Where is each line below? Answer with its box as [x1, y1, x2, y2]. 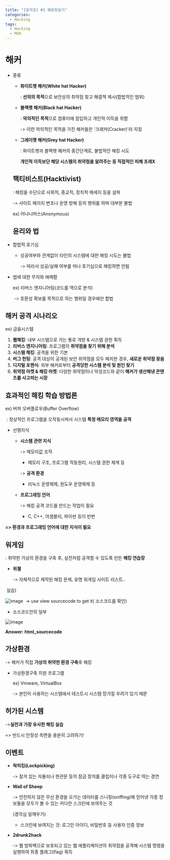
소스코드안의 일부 [12, 609, 47, 614]
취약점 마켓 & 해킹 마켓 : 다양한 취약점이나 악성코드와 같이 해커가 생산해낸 [12, 368, 155, 374]
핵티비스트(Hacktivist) [12, 175, 81, 183]
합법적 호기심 [12, 242, 39, 248]
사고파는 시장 [22, 375, 48, 381]
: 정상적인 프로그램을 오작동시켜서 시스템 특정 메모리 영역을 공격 [6, 417, 132, 423]
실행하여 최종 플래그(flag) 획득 [12, 849, 73, 855]
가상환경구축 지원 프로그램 [12, 670, 65, 676]
